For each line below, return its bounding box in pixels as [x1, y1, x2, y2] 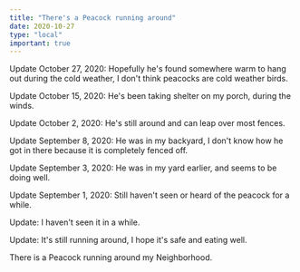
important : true [9, 38, 71, 48]
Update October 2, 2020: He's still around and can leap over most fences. [9, 118, 285, 129]
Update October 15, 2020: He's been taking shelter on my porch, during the [9, 91, 292, 102]
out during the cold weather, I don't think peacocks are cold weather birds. [9, 73, 288, 84]
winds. [9, 101, 34, 112]
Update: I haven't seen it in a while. [9, 217, 140, 228]
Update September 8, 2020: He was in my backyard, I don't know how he [9, 135, 284, 146]
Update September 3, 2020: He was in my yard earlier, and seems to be [9, 162, 277, 173]
